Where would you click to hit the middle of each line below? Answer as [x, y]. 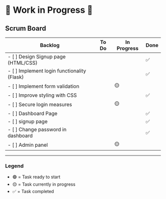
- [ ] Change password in [37, 129]
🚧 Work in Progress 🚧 [49, 10]
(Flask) [16, 77]
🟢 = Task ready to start [36, 177]
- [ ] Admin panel [28, 145]
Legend [14, 166]
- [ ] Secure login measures [40, 104]
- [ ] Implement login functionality [47, 71]
